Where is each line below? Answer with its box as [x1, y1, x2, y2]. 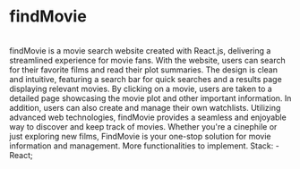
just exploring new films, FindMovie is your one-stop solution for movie [9, 131, 271, 141]
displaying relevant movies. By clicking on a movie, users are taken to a [9, 83, 273, 94]
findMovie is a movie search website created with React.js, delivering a [9, 45, 271, 55]
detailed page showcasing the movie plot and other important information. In [9, 92, 292, 104]
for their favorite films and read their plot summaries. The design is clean [9, 64, 278, 75]
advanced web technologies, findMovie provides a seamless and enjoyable [9, 112, 287, 123]
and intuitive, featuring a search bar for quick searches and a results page [9, 73, 282, 84]
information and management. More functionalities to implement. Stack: [9, 140, 274, 151]
